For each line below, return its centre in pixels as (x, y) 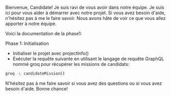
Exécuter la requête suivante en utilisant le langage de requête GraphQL (88, 59)
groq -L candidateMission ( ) (35, 74)
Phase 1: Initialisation (27, 43)
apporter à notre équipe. (31, 23)
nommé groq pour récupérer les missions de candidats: (71, 64)
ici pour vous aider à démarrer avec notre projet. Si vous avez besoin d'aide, (86, 13)
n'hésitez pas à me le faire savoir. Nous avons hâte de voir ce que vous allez (86, 18)
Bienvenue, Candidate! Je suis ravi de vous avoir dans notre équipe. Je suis (85, 7)
